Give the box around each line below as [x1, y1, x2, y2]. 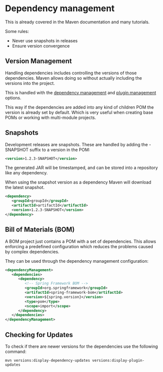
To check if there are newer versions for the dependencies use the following [5, 343, 158, 349]
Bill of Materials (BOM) [5, 225, 75, 234]
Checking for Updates [5, 331, 73, 339]
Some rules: [5, 28, 29, 34]
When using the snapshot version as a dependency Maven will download [5, 179, 152, 185]
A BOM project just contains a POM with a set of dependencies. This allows [5, 238, 157, 244]
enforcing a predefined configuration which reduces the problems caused [5, 243, 153, 249]
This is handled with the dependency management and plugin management [5, 89, 157, 95]
